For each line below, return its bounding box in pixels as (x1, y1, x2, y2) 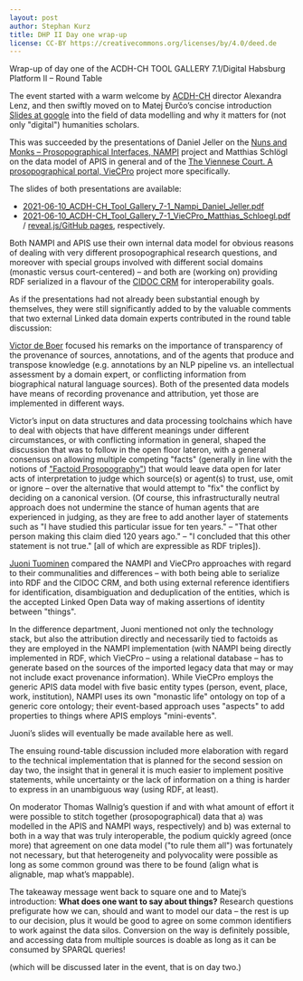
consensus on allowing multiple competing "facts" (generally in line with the (9, 454, 292, 465)
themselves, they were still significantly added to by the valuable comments (9, 303, 292, 314)
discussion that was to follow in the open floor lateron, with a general (9, 445, 267, 456)
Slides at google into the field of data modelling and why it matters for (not (9, 110, 287, 120)
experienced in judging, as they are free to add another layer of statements (9, 512, 289, 523)
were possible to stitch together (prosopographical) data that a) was (9, 812, 264, 822)
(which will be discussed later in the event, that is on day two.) (9, 962, 241, 973)
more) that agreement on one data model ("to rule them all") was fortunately (9, 840, 294, 851)
